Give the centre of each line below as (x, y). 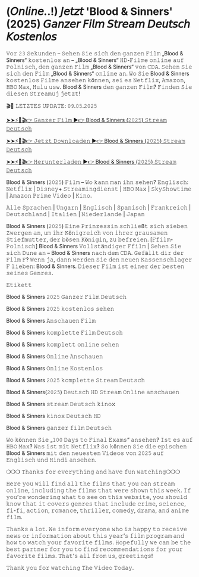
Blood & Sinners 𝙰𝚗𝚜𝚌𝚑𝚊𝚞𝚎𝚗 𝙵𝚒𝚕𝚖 (51, 320)
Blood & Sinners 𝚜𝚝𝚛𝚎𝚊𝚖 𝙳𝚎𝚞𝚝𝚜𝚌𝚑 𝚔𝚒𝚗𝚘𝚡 (61, 404)
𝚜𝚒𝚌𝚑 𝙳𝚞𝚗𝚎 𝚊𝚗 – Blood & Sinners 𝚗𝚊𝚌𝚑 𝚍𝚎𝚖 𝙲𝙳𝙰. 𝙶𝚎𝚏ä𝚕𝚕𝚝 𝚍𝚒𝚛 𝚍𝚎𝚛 (95, 252)
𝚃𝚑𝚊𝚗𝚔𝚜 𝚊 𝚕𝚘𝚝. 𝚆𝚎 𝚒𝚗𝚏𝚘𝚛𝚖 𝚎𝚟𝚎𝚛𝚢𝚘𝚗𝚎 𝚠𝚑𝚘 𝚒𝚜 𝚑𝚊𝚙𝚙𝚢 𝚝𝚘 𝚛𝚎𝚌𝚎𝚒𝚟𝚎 (97, 529)
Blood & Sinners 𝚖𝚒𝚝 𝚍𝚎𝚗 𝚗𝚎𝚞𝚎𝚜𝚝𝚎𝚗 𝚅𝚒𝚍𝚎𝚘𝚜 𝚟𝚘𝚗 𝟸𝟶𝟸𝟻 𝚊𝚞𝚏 (85, 453)
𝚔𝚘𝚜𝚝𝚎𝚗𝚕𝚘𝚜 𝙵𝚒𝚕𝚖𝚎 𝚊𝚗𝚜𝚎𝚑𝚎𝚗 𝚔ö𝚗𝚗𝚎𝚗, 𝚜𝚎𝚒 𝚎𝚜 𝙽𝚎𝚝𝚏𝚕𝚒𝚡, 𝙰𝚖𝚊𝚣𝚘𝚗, (96, 80)
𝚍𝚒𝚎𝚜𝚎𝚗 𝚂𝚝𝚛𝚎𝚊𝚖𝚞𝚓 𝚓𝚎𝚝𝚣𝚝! (43, 93)
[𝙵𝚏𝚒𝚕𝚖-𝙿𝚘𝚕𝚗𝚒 (162, 239)
